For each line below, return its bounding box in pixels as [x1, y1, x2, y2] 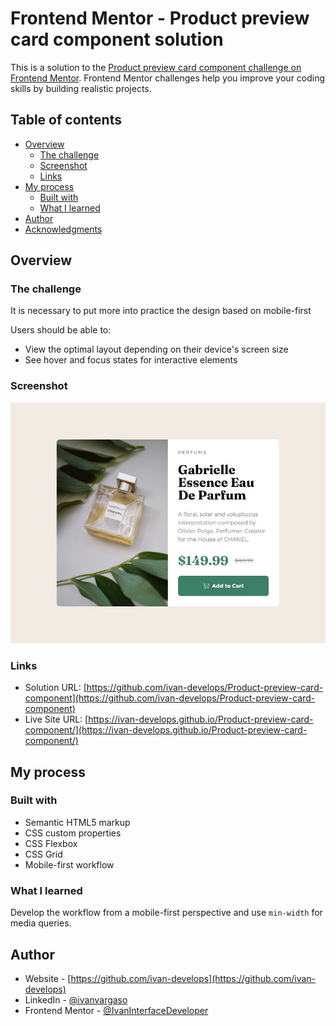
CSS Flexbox [24, 837, 78, 849]
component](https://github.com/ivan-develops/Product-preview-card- [24, 692, 316, 704]
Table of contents [10, 112, 122, 129]
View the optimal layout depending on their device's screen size [24, 343, 289, 356]
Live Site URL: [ [24, 713, 89, 726]
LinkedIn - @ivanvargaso [24, 993, 128, 1006]
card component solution [10, 28, 224, 51]
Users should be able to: [10, 324, 112, 336]
